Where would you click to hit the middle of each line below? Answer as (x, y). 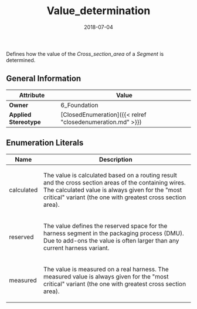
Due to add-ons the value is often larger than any (111, 240)
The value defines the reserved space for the (105, 226)
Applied (20, 115)
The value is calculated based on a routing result (110, 175)
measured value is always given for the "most (106, 276)
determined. (21, 60)
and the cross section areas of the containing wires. (114, 182)
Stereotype (25, 122)
